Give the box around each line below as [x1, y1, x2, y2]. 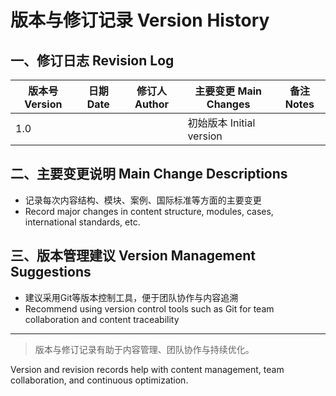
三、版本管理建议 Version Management [10, 247, 257, 265]
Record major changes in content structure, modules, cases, [24, 205, 274, 217]
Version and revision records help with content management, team [10, 363, 285, 375]
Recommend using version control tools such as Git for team [24, 302, 275, 315]
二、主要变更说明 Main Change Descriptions [10, 166, 288, 183]
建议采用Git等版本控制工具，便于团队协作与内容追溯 [24, 291, 239, 303]
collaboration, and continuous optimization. [10, 374, 189, 386]
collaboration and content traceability [24, 313, 180, 325]
